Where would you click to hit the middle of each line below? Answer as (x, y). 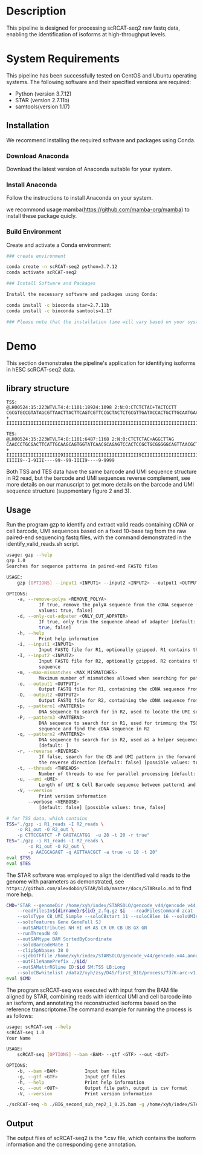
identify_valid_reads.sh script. (43, 544)
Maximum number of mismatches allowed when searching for (113, 678)
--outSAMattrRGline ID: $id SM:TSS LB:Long (71, 967)
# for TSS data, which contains (47, 818)
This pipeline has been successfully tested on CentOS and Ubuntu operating (101, 75)
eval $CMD (19, 979)
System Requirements (63, 59)
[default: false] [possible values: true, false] (102, 807)
